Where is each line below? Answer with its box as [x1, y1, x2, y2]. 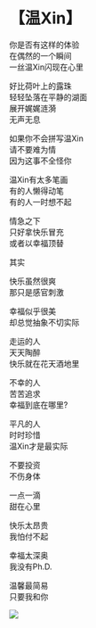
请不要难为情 [9, 144, 56, 154]
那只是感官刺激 [9, 286, 64, 297]
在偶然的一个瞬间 [9, 50, 72, 61]
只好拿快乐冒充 [9, 227, 64, 237]
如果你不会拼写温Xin [9, 133, 84, 144]
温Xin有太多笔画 [9, 174, 68, 185]
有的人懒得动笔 [9, 185, 64, 196]
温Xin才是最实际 [9, 441, 68, 451]
